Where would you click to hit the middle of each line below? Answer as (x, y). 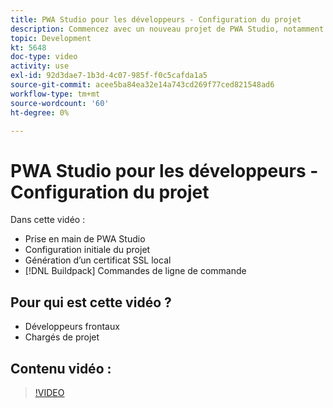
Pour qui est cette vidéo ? (91, 302)
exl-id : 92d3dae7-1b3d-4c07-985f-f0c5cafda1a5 (109, 76)
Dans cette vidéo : (48, 220)
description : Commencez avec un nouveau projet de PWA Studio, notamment (167, 29)
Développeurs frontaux (72, 327)
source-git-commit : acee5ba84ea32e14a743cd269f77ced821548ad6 (142, 85)
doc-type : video (44, 57)
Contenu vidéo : (61, 368)
